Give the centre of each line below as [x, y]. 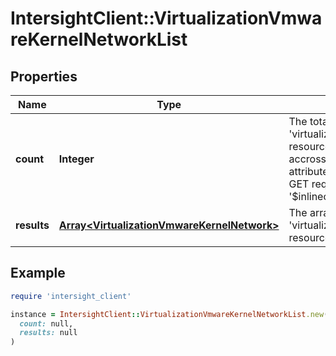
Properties [44, 76]
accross [307, 159]
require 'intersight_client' [71, 296]
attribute [308, 171]
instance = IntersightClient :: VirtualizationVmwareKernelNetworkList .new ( [169, 314]
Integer [76, 159]
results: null [48, 333]
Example [38, 273]
